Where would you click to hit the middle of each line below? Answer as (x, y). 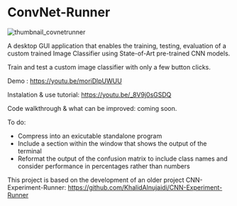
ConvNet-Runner (59, 12)
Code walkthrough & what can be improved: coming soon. (92, 108)
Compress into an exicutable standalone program (90, 136)
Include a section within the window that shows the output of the (112, 143)
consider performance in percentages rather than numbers (104, 166)
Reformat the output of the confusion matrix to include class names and (123, 158)
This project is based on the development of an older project (96, 180)
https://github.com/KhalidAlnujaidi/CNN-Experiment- (145, 187)
